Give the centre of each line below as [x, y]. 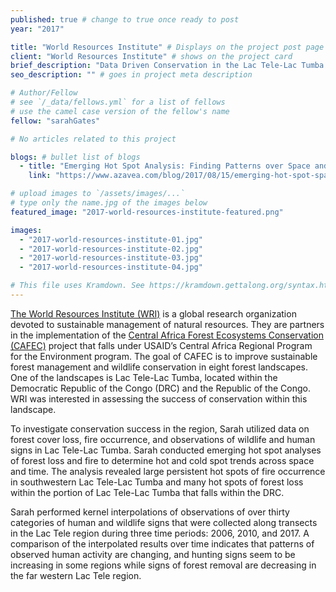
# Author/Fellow [44, 93]
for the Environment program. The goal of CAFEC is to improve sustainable [164, 356]
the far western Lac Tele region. [76, 575]
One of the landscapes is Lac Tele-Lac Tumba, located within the [144, 377]
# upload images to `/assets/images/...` [98, 194]
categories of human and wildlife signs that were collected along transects [164, 522]
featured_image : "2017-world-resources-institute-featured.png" [147, 212]
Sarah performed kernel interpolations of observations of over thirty [150, 512]
